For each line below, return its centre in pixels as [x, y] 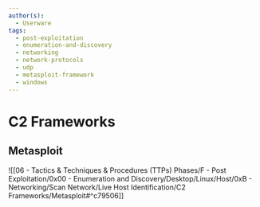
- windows [32, 82]
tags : [17, 30]
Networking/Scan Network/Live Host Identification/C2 [97, 187]
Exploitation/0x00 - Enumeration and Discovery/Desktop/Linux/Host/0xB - [130, 178]
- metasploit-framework [55, 75]
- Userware [33, 23]
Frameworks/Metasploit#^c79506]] [66, 195]
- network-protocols [49, 61]
